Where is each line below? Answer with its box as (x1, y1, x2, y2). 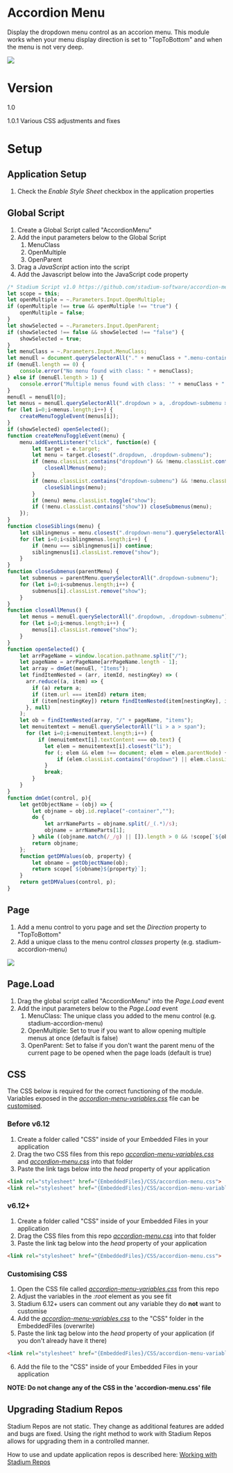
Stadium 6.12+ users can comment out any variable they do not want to (17, 1299, 221, 1307)
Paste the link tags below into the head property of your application (17, 1164, 210, 1173)
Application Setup (7, 168, 87, 180)
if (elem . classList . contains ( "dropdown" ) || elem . (56, 756, 207, 763)
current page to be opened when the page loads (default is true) (27, 1049, 212, 1057)
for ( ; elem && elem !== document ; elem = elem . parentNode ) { (44, 749, 228, 756)
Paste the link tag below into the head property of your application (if (17, 1329, 215, 1337)
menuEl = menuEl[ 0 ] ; (7, 393, 67, 401)
